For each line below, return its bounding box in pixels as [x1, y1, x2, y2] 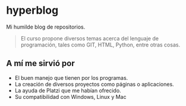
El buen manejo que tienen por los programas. [14, 74, 128, 81]
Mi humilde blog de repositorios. [6, 23, 86, 30]
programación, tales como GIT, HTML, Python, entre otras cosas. [20, 41, 180, 48]
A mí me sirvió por [6, 58, 75, 68]
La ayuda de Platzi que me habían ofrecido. [14, 87, 121, 94]
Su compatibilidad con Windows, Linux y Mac [14, 93, 127, 100]
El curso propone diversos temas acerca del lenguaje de [20, 35, 159, 42]
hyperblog [6, 4, 59, 17]
